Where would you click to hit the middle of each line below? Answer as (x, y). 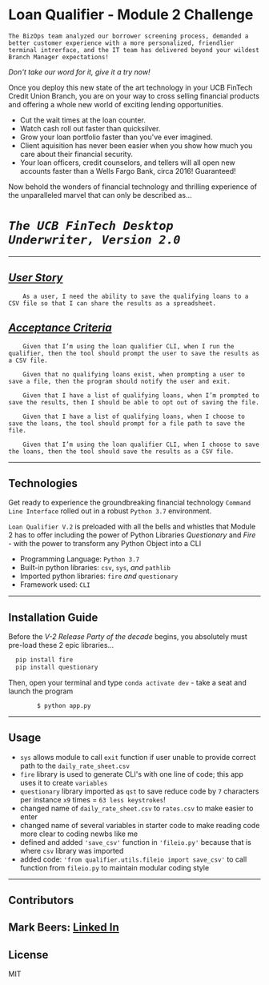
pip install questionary (57, 667)
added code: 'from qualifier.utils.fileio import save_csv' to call (133, 859)
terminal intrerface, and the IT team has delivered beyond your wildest (134, 50)
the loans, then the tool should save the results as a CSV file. (121, 451)
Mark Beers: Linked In (64, 928)
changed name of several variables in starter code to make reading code (140, 825)
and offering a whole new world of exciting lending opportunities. (116, 104)
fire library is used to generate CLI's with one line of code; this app (132, 774)
